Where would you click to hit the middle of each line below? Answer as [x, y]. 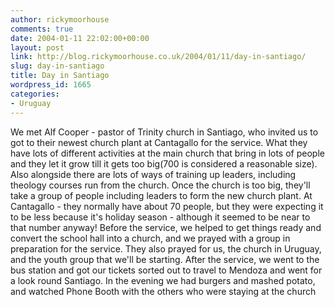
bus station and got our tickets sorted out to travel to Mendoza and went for [166, 270]
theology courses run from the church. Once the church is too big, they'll [160, 185]
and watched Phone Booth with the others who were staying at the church [163, 291]
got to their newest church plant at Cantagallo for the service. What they [159, 142]
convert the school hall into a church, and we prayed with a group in [150, 238]
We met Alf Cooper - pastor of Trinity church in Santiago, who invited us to [164, 132]
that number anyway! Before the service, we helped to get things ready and [166, 227]
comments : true [42, 29]
